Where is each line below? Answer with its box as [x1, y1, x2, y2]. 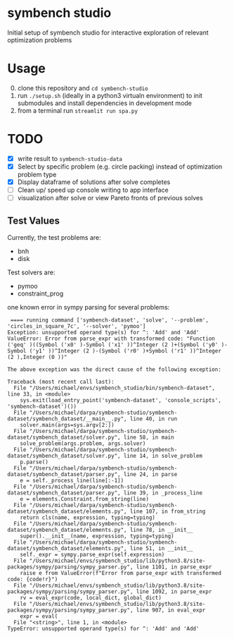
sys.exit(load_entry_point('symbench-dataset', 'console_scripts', [20, 396, 221, 403]
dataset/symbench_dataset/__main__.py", [7, 415, 128, 422]
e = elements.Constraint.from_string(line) [20, 495, 150, 502]
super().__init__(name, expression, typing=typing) [20, 532, 174, 540]
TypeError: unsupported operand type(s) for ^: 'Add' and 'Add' [7, 625, 200, 632]
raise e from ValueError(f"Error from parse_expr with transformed [20, 569, 221, 576]
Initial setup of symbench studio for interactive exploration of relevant [7, 28, 209, 37]
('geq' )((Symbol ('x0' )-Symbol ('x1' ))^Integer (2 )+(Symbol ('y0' [7, 341, 219, 348]
